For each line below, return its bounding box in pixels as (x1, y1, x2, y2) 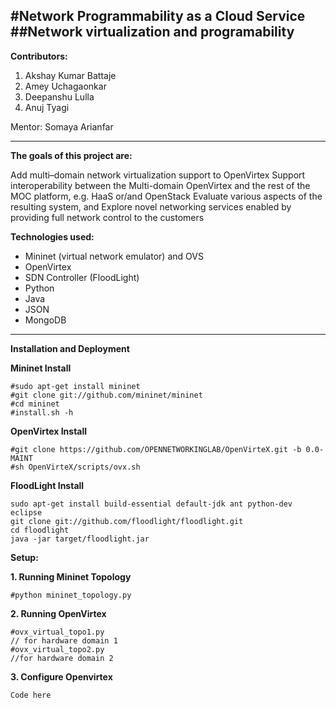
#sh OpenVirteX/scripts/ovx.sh (10, 462, 141, 472)
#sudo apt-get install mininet (10, 381, 141, 391)
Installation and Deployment (10, 342, 130, 354)
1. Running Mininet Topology (10, 570, 132, 583)
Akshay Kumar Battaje (24, 69, 117, 81)
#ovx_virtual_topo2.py (10, 644, 105, 654)
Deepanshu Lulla (24, 90, 95, 103)
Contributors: (10, 50, 68, 62)
